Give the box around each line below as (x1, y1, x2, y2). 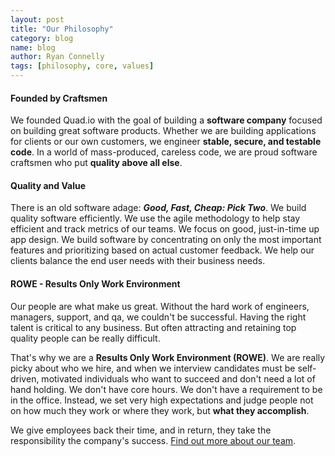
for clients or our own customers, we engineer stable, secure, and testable (10, 136, 322, 148)
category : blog (10, 33, 74, 43)
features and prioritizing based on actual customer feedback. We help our (10, 244, 315, 256)
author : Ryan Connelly (10, 52, 105, 62)
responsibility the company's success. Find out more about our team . (10, 434, 297, 446)
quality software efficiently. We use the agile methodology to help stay (10, 212, 301, 225)
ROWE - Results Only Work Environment (10, 278, 181, 290)
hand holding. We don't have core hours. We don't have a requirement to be (10, 383, 323, 395)
